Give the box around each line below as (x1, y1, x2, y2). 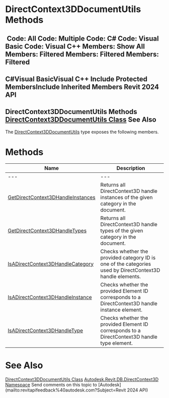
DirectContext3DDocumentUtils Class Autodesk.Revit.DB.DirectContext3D (5, 376, 159, 382)
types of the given (100, 227, 143, 234)
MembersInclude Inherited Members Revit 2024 (5, 82, 159, 91)
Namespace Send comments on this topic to (5, 381, 97, 387)
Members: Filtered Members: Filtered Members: (5, 50, 159, 58)
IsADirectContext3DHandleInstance (8, 293, 92, 301)
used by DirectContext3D (100, 266, 160, 273)
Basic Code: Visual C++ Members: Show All (5, 42, 145, 51)
